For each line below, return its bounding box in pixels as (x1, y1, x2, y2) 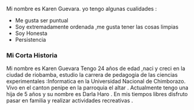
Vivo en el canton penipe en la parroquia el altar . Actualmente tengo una (6, 84, 189, 91)
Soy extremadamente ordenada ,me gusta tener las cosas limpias (15, 24, 179, 30)
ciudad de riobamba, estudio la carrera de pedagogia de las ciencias (6, 71, 178, 79)
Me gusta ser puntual (15, 17, 69, 24)
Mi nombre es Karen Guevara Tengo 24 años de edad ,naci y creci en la (6, 65, 186, 72)
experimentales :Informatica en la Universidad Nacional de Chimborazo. (6, 78, 186, 85)
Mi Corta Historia (6, 51, 58, 59)
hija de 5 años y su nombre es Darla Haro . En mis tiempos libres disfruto (6, 91, 188, 98)
